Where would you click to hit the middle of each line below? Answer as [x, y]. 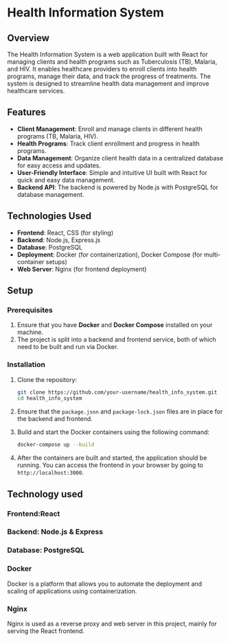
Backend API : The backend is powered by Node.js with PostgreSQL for [117, 187]
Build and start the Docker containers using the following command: [113, 432]
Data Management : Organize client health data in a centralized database [120, 158]
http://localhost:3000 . [50, 473]
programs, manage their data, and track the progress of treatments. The [109, 76]
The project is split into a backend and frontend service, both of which [116, 340]
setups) [56, 261]
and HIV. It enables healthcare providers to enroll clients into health [102, 69]
